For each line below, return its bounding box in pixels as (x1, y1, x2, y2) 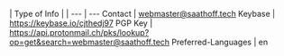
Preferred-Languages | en (170, 36, 269, 47)
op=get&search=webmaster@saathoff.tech (9, 36, 169, 47)
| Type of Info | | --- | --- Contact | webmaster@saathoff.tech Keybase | (9, 9, 276, 19)
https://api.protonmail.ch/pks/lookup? (9, 28, 150, 37)
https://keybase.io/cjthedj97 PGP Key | (9, 18, 153, 28)
